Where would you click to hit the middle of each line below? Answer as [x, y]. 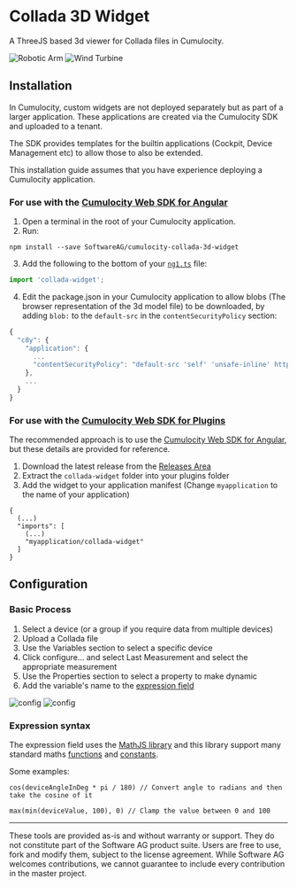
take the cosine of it [51, 796]
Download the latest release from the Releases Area [117, 466]
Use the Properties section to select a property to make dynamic [140, 676]
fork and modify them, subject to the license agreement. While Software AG [147, 855]
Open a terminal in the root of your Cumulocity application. [129, 222]
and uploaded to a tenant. [56, 126]
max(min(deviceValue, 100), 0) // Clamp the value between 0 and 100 [140, 811]
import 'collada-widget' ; [57, 280]
